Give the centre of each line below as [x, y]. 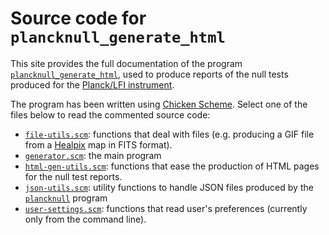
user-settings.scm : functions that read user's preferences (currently [166, 208]
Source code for [78, 18]
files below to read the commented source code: [110, 114]
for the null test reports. [73, 176]
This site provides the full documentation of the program [126, 63]
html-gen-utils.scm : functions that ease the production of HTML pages [172, 166]
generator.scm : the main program [93, 155]
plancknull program [66, 198]
